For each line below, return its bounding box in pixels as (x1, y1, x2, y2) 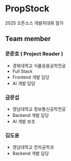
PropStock (5, 3, 50, 14)
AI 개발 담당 (12, 80, 36, 86)
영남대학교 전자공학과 (12, 144, 54, 150)
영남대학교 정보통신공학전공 (12, 106, 66, 112)
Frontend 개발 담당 (12, 74, 50, 80)
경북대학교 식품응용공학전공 (12, 62, 66, 68)
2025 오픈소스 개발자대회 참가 (5, 20, 64, 26)
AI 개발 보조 (12, 118, 36, 124)
